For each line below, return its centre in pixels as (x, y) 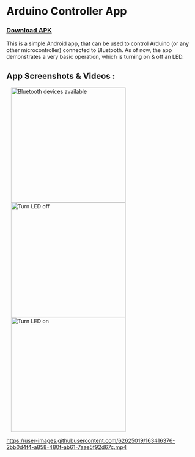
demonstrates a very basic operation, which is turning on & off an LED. (95, 57)
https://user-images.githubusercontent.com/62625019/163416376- (91, 441)
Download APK (29, 31)
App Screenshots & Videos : (61, 76)
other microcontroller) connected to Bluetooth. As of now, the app (89, 50)
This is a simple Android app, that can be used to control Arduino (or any (98, 43)
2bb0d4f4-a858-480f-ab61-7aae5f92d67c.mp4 (67, 447)
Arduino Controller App (67, 11)
